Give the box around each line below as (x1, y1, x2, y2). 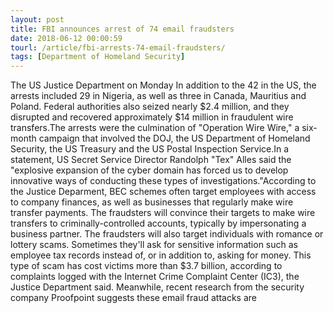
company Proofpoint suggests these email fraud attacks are (10, 292, 257, 304)
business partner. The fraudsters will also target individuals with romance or (10, 228, 324, 240)
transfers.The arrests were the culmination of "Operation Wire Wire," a (10, 122, 300, 134)
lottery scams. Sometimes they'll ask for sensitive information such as (10, 239, 298, 251)
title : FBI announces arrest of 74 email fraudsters (10, 24, 235, 34)
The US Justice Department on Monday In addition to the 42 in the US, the (10, 79, 317, 91)
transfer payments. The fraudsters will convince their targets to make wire (10, 207, 316, 219)
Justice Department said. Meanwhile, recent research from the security (10, 281, 305, 293)
